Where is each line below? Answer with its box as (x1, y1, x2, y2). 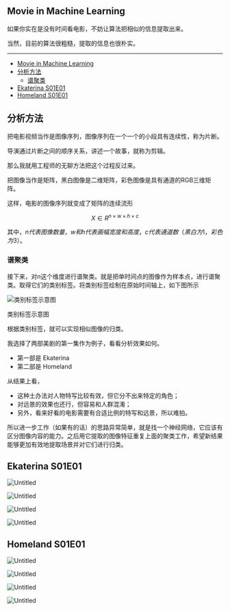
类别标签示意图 (7, 310, 49, 318)
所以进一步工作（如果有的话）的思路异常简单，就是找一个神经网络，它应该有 (7, 423, 223, 431)
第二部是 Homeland (16, 362, 73, 370)
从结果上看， (7, 376, 43, 385)
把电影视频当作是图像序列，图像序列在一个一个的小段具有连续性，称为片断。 (7, 132, 223, 140)
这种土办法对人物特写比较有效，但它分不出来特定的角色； (16, 391, 179, 400)
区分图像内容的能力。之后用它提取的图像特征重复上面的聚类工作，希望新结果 (7, 431, 223, 440)
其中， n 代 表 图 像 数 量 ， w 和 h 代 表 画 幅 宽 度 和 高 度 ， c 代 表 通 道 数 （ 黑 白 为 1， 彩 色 (7, 228, 223, 236)
